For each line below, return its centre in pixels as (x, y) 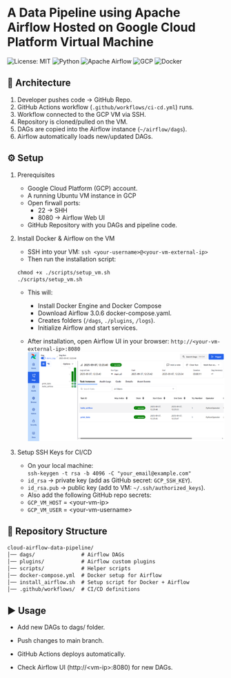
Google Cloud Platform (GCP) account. (82, 188)
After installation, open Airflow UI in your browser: (98, 341)
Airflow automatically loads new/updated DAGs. (85, 136)
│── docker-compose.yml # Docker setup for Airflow (84, 576)
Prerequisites (36, 175)
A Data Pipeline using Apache (94, 13)
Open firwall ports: (54, 203)
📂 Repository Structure (57, 531)
